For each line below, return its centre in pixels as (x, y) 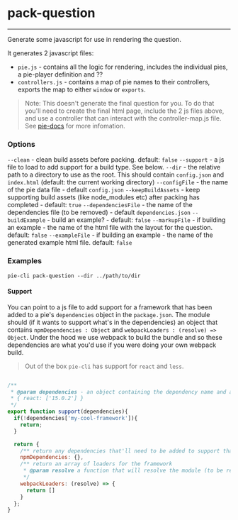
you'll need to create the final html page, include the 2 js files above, (124, 111)
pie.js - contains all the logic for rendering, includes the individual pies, (123, 67)
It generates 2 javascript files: (51, 53)
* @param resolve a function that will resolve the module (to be (123, 471)
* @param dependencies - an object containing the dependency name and (118, 392)
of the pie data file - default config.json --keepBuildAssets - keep (104, 190)
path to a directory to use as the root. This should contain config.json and (116, 175)
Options (21, 144)
